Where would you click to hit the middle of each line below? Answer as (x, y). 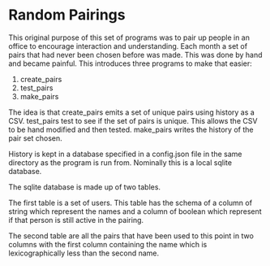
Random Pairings (67, 15)
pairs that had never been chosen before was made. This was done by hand (135, 55)
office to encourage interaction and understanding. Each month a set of (128, 46)
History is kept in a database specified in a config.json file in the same (125, 154)
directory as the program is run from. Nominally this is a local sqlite (120, 162)
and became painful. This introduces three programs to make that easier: (131, 63)
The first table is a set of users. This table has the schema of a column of (131, 203)
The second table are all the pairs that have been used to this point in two (131, 235)
